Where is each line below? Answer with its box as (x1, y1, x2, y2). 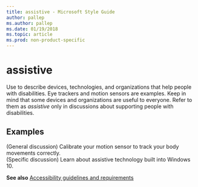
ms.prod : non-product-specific (6, 37, 85, 43)
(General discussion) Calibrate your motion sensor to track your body (6, 143, 179, 150)
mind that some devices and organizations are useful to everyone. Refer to (6, 96, 193, 103)
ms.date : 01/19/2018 (6, 25, 59, 32)
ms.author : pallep (6, 20, 53, 26)
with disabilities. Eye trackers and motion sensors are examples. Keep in (6, 89, 186, 97)
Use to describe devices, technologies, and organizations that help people (6, 83, 192, 90)
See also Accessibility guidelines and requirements (6, 174, 134, 181)
